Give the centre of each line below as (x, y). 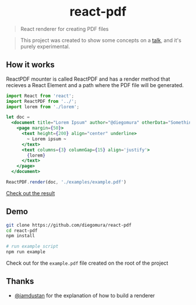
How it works (30, 65)
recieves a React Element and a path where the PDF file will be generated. (95, 85)
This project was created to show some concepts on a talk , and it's (101, 40)
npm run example (26, 252)
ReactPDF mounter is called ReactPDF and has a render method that (88, 79)
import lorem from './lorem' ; (43, 107)
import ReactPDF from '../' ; (41, 101)
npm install (20, 236)
